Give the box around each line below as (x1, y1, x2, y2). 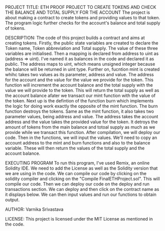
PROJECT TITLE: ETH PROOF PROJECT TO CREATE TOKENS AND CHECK (5, 4, 157, 10)
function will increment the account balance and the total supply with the (5, 82, 153, 88)
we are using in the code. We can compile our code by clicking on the (5, 171, 147, 176)
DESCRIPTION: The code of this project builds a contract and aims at (5, 35, 145, 41)
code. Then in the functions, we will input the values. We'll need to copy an (5, 135, 158, 140)
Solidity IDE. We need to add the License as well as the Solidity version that (5, 165, 158, 171)
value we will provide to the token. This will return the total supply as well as (5, 88, 159, 93)
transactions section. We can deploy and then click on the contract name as (5, 186, 159, 192)
